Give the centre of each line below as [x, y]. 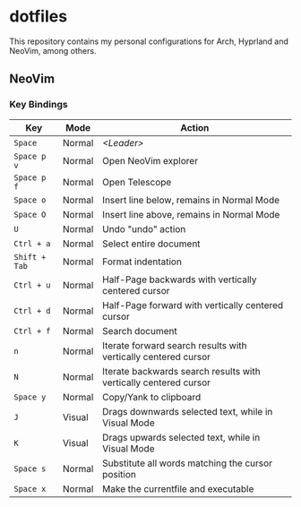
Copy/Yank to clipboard [152, 397]
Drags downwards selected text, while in [188, 411]
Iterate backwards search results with [182, 371]
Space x [30, 489]
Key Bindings [39, 105]
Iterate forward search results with [175, 345]
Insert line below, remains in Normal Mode [191, 200]
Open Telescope [137, 182]
